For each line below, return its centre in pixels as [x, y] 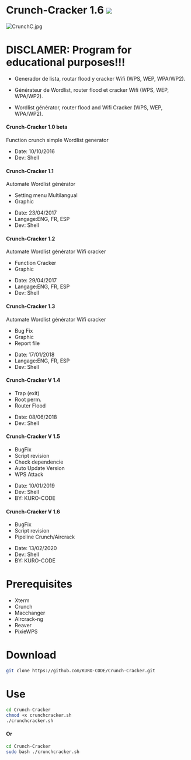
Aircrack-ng [29, 619]
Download [31, 655]
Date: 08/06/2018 [36, 417]
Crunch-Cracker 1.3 [31, 306]
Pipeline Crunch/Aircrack [45, 537]
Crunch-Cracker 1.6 [55, 10]
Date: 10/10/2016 [35, 151]
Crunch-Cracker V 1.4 [33, 380]
